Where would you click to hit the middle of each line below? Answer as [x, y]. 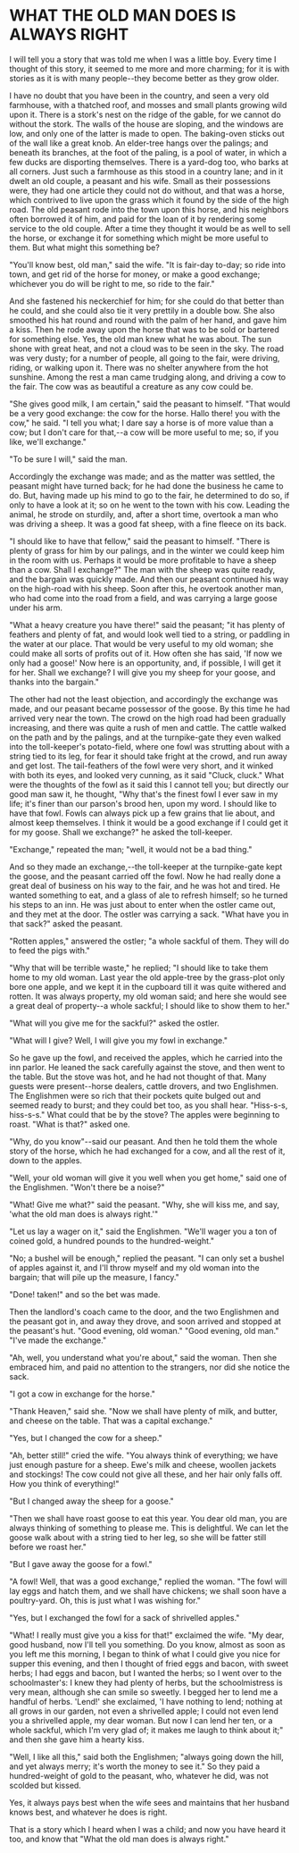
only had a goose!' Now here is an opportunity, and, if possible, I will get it [145, 663]
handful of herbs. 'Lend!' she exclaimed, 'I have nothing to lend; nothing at [146, 1701]
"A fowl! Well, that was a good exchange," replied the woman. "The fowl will [148, 1581]
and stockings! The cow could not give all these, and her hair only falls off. [146, 1474]
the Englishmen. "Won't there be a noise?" [87, 1187]
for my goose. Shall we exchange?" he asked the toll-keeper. [121, 832]
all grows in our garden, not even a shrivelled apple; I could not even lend [144, 1711]
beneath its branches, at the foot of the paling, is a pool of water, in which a [148, 152]
